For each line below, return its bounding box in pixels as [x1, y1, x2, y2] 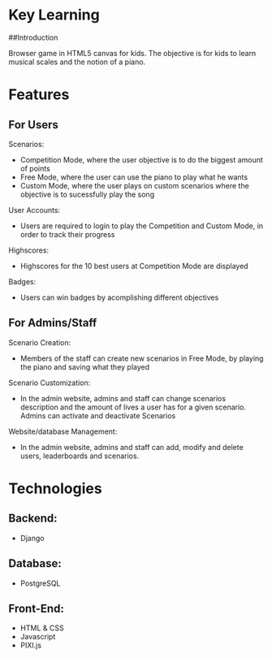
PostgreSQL [19, 578, 61, 588]
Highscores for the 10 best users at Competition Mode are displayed [19, 261, 249, 271]
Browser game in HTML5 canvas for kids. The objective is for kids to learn [8, 48, 257, 58]
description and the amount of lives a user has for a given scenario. [19, 402, 246, 412]
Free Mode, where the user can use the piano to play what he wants [19, 172, 248, 182]
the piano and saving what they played [19, 361, 150, 371]
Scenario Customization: [8, 378, 91, 387]
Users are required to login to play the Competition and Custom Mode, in [19, 221, 264, 231]
